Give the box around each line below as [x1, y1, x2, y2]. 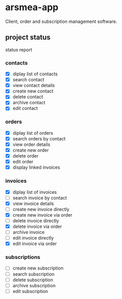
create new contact [12, 88, 53, 94]
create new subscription [12, 265, 64, 271]
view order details [12, 141, 51, 147]
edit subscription [12, 288, 48, 294]
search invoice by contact [12, 195, 67, 201]
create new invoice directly [12, 206, 70, 212]
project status [5, 33, 51, 42]
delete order [12, 153, 39, 159]
